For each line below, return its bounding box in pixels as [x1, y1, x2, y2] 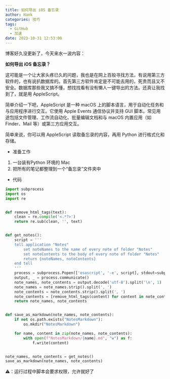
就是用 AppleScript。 [18, 91, 62, 97]
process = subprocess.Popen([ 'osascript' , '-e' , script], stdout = [14, 270, 157, 275]
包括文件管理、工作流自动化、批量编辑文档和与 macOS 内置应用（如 [9, 114, 152, 120]
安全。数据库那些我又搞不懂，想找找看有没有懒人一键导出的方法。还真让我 [5, 84, 160, 90]
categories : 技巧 [5, 17, 40, 22]
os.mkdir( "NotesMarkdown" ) [23, 322, 80, 327]
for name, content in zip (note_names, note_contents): [14, 331, 133, 336]
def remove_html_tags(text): [5, 210, 67, 215]
